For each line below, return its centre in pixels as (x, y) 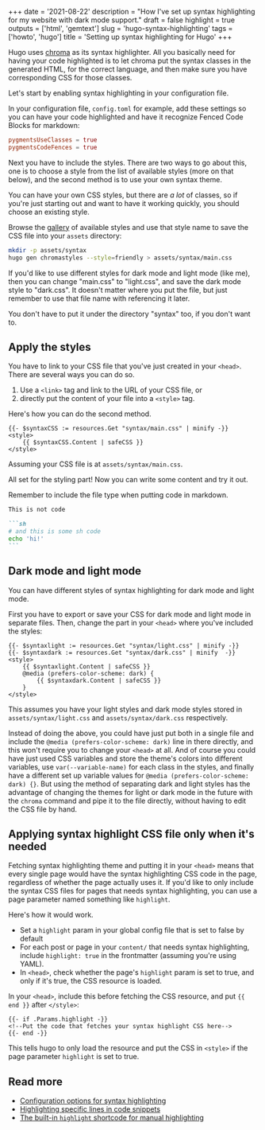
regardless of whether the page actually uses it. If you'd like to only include (131, 883)
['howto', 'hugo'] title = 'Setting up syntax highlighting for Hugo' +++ (120, 37)
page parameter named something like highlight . (89, 899)
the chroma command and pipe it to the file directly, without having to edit (127, 801)
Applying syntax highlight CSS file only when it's (132, 834)
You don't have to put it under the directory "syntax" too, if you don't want (130, 314)
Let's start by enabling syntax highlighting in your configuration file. (119, 93)
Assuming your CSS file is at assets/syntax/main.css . (96, 464)
